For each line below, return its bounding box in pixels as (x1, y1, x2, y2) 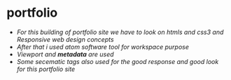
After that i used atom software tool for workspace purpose (16, 42, 190, 51)
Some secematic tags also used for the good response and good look (16, 57, 219, 65)
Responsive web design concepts (16, 35, 114, 43)
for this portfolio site (16, 65, 76, 73)
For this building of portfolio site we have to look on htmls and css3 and (16, 28, 224, 36)
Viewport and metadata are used (16, 50, 114, 58)
